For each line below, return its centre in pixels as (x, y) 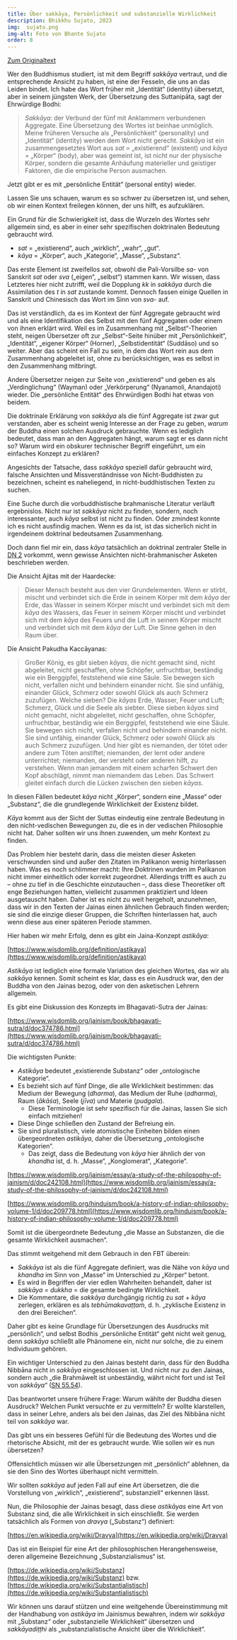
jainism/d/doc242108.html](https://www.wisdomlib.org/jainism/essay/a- (112, 1182)
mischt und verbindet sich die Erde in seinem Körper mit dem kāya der (127, 598)
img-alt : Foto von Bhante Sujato (57, 34)
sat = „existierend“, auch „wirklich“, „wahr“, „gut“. (89, 248)
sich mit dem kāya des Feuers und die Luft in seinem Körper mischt (123, 620)
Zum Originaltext (32, 60)
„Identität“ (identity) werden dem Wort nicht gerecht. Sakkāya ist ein (124, 141)
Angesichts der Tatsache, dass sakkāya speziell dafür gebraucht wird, (110, 468)
